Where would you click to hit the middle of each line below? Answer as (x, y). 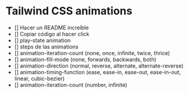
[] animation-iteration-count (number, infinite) (71, 84)
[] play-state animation (42, 40)
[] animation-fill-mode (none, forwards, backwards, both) (85, 59)
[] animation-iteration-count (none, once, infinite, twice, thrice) (92, 53)
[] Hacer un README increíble (51, 28)
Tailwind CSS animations (69, 11)
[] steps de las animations (46, 47)
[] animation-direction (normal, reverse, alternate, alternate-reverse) (99, 66)
